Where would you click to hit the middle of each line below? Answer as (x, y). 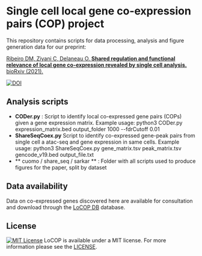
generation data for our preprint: (46, 47)
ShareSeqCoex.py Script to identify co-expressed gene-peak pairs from (105, 135)
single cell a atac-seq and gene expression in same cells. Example (97, 142)
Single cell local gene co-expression (99, 11)
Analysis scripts (37, 102)
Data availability (37, 187)
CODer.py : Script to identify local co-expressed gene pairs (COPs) (98, 116)
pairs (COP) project (55, 24)
